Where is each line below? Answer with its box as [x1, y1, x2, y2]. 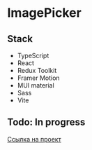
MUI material [17, 81, 54, 89]
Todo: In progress [7, 116, 86, 128]
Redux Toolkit [17, 67, 57, 74]
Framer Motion [17, 74, 61, 82]
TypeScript [17, 51, 49, 60]
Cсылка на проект [7, 135, 61, 143]
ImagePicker [7, 5, 82, 21]
